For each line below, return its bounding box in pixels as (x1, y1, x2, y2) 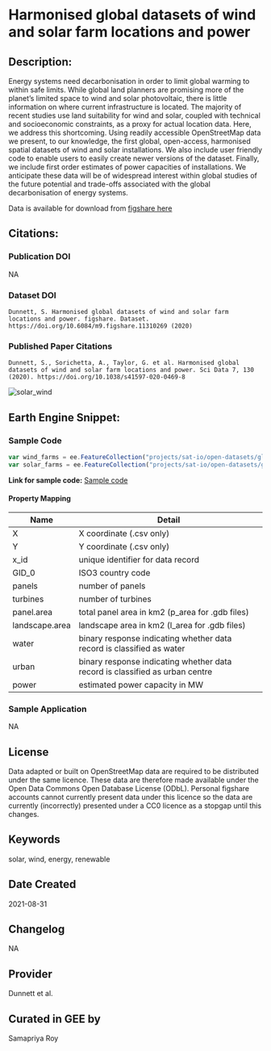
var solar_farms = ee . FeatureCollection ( (8, 460, 150, 469)
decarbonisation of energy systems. (8, 188, 129, 197)
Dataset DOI (8, 289, 56, 300)
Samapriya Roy (8, 1033, 59, 1043)
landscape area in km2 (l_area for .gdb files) (78, 619, 246, 630)
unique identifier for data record (78, 554, 200, 565)
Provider (8, 967, 52, 981)
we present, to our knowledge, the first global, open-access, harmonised (8, 136, 252, 146)
